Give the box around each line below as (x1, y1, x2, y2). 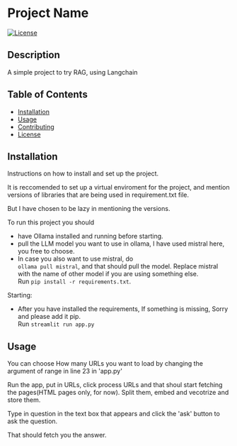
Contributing (17, 122, 54, 131)
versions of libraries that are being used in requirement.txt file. (7, 190, 190, 200)
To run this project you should (7, 218, 95, 227)
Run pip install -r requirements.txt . (17, 277, 132, 285)
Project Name (7, 5, 89, 21)
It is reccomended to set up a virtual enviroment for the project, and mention (7, 183, 230, 192)
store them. (7, 396, 41, 404)
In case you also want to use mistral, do (17, 254, 134, 263)
